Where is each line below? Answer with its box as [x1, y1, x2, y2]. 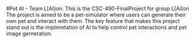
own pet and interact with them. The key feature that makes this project [6, 18, 180, 24]
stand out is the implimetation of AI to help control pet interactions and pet [6, 24, 187, 31]
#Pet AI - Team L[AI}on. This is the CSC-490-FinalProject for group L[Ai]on [6, 5, 189, 12]
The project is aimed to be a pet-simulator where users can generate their [6, 11, 186, 18]
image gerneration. [6, 30, 53, 37]
